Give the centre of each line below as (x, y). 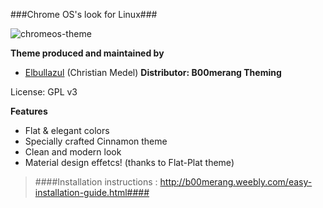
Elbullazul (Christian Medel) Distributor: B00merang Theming (153, 72)
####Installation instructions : (96, 182)
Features (29, 111)
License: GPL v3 (44, 92)
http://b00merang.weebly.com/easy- (236, 182)
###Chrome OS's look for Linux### (84, 14)
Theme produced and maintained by (87, 53)
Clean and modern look (73, 152)
